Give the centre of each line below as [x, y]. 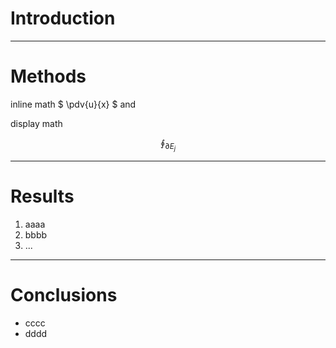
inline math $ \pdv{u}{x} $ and [73, 104]
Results [42, 196]
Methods [48, 76]
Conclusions [64, 295]
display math [36, 123]
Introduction [63, 18]
